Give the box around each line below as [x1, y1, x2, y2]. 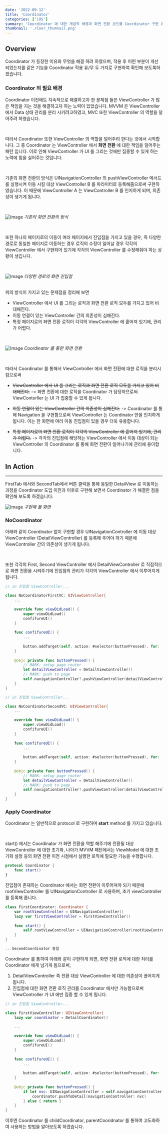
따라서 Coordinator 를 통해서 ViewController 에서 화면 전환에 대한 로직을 [5, 365, 148, 371]
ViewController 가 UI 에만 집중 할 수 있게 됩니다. [12, 991, 107, 997]
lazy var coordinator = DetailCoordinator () [14, 1015, 108, 1020]
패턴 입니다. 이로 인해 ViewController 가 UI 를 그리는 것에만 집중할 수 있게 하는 [5, 148, 158, 154]
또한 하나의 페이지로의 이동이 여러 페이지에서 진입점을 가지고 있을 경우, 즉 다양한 [5, 234, 161, 240]
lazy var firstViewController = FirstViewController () [14, 913, 131, 919]
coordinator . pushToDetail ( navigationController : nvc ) [31, 1093, 146, 1099]
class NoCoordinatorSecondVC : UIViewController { [5, 703, 108, 709]
